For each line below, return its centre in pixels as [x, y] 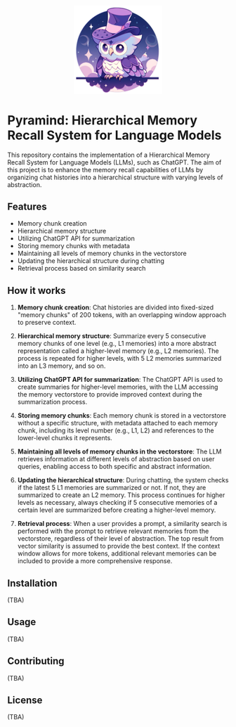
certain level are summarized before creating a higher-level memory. [117, 510]
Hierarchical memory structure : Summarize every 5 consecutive [112, 336]
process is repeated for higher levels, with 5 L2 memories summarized [119, 359]
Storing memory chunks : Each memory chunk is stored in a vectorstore [122, 416]
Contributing [36, 661]
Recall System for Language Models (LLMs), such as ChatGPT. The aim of [114, 162]
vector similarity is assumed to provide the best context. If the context [119, 546]
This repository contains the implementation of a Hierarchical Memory [109, 155]
